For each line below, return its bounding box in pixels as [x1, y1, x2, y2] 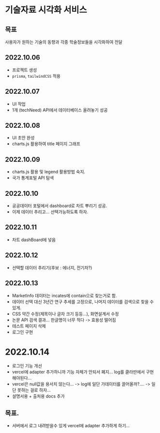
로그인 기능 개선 [12, 363, 42, 369]
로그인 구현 [12, 329, 33, 335]
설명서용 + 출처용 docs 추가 [12, 393, 65, 399]
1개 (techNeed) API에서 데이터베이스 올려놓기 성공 [12, 107, 108, 113]
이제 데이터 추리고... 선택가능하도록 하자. [12, 209, 88, 215]
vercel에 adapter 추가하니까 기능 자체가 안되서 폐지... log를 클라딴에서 [12, 369, 145, 375]
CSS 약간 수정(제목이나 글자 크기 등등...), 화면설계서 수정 [12, 311, 119, 316]
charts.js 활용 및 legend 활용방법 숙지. [12, 169, 86, 175]
